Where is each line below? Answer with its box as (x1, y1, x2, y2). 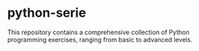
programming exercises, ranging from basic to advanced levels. (7, 35, 193, 43)
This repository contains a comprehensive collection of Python (7, 28, 190, 36)
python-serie (7, 5, 87, 21)
